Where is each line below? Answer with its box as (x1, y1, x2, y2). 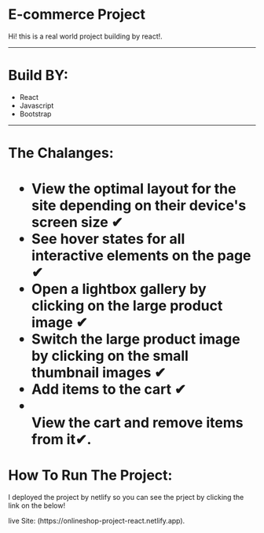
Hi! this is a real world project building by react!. (8, 31, 163, 41)
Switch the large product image (31, 330, 241, 348)
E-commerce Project (8, 6, 146, 24)
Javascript (19, 101, 54, 110)
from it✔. (31, 431, 92, 449)
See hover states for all (31, 230, 185, 248)
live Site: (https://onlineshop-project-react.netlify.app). (8, 516, 185, 526)
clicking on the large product (31, 297, 223, 315)
